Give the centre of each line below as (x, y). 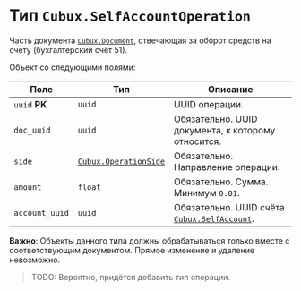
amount (28, 187)
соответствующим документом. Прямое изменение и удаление (132, 250)
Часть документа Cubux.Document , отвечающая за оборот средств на (140, 40)
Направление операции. (227, 167)
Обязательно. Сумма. (221, 182)
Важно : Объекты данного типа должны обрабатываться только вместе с (150, 240)
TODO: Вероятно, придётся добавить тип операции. (131, 277)
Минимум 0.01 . (206, 193)
